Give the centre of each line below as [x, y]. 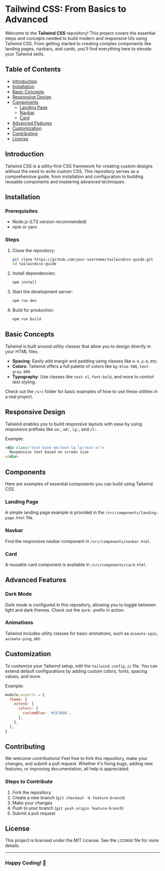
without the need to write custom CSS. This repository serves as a [72, 171]
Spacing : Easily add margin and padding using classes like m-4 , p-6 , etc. [85, 361]
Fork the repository [32, 792]
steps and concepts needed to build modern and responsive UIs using [76, 38]
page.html [15, 518]
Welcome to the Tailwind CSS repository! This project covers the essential [80, 33]
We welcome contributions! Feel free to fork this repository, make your [76, 759]
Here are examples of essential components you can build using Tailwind [79, 484]
